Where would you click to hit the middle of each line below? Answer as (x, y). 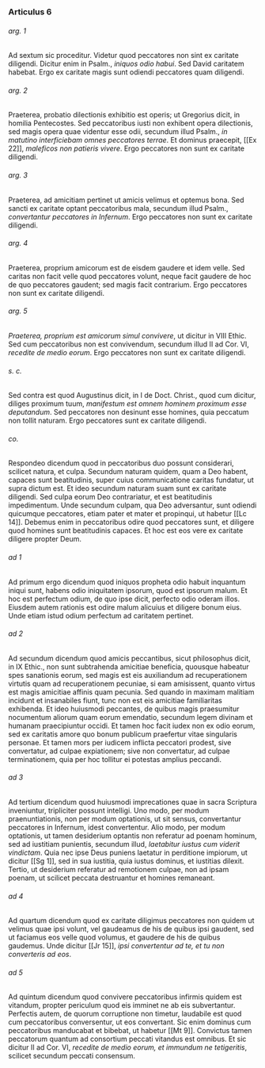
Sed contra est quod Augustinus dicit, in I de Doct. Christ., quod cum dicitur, (132, 396)
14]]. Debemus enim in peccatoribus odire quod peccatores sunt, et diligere (131, 523)
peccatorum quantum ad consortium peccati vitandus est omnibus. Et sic (127, 1039)
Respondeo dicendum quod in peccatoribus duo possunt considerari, (121, 463)
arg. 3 (18, 175)
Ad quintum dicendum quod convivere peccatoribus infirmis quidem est (125, 997)
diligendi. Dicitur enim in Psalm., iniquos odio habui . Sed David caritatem (126, 64)
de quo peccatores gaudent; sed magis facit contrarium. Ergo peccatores (128, 285)
